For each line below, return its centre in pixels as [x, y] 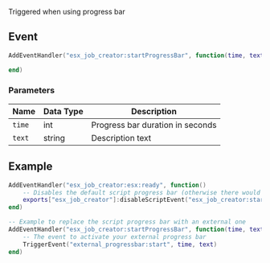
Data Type [63, 111]
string [54, 138]
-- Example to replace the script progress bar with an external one [127, 222]
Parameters [31, 90]
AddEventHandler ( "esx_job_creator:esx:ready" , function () [107, 185]
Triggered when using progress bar [67, 12]
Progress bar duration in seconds [154, 125]
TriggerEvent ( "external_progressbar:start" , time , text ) [120, 245]
